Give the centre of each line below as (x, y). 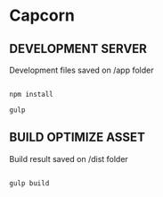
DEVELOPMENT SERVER (78, 49)
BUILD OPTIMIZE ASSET (77, 137)
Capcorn (42, 16)
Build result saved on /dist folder (69, 158)
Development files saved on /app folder (81, 70)
